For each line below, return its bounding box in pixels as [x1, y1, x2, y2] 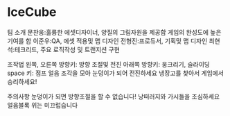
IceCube [7, 4, 57, 20]
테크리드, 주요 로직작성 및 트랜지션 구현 [14, 45, 120, 53]
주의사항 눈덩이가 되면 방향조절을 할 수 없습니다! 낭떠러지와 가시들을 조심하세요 [7, 92, 220, 101]
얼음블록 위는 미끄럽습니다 [7, 101, 78, 109]
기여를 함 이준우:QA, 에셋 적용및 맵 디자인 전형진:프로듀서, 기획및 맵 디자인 [7, 36, 208, 45]
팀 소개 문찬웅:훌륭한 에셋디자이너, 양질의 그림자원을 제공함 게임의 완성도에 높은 [7, 28, 222, 36]
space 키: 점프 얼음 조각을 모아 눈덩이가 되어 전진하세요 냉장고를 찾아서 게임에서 [7, 69, 224, 77]
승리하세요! [7, 77, 37, 85]
